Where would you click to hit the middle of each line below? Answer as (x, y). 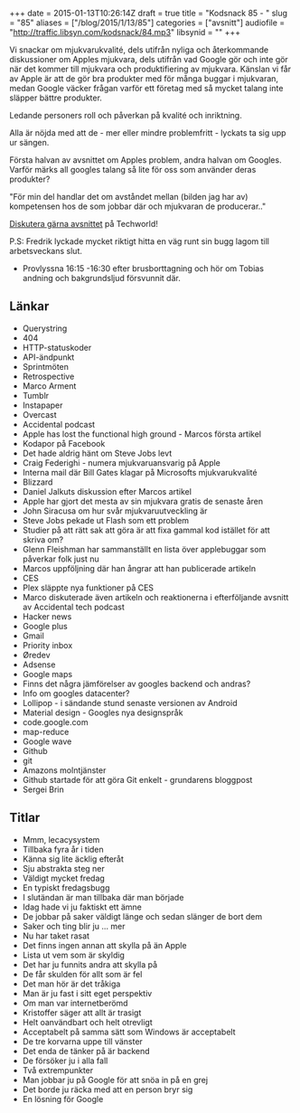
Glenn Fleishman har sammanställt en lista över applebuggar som (144, 549)
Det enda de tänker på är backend (86, 1051)
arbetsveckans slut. (46, 251)
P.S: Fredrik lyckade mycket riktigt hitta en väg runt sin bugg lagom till (139, 241)
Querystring (45, 328)
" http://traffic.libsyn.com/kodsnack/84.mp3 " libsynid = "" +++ (125, 32)
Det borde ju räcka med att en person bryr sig (108, 1089)
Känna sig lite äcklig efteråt (73, 859)
